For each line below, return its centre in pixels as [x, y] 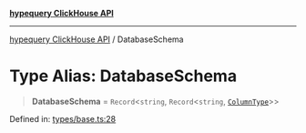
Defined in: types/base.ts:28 [63, 118]
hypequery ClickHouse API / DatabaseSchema [97, 39]
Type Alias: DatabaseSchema [123, 76]
